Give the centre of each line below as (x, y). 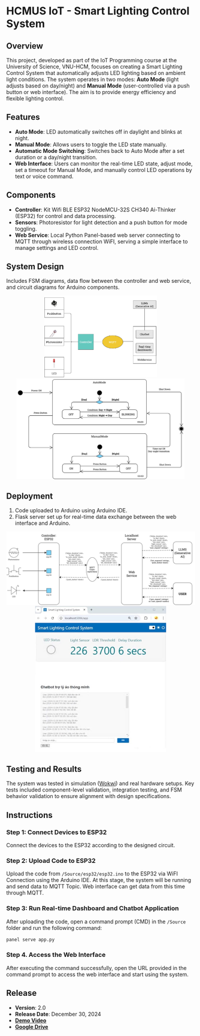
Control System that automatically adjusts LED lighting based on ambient (96, 73)
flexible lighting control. (35, 98)
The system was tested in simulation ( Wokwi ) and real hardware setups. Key (100, 784)
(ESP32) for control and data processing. (65, 216)
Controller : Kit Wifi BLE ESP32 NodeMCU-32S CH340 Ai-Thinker (96, 209)
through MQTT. (25, 893)
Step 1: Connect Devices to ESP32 (57, 832)
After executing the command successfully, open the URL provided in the (96, 968)
